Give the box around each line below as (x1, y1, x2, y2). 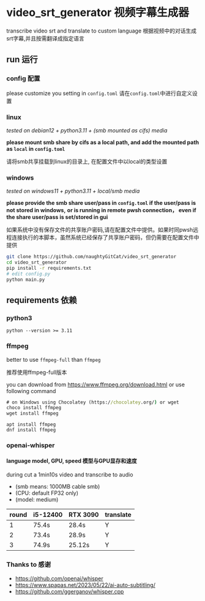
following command (6, 387, 56, 394)
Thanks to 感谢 (6, 561, 51, 569)
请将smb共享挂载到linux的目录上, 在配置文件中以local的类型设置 (6, 158, 168, 165)
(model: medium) (15, 496, 59, 503)
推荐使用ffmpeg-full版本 (6, 369, 67, 376)
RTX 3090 (68, 510, 99, 519)
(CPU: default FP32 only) (15, 489, 78, 497)
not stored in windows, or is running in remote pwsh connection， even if (6, 207, 197, 214)
